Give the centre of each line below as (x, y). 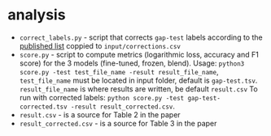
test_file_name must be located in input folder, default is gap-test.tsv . (138, 80)
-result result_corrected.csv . (123, 106)
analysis (37, 15)
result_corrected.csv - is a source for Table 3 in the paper (118, 123)
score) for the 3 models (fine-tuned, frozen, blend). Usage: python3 (132, 63)
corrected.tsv (43, 107)
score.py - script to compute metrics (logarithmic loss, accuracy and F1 (139, 54)
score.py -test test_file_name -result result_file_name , (119, 71)
